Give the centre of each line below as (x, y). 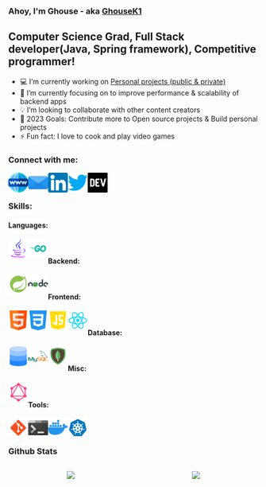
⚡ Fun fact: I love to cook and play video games (97, 136)
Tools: (39, 404)
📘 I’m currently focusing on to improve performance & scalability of (129, 92)
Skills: (21, 206)
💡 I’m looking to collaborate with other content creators (110, 110)
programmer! (42, 62)
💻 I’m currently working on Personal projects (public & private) (123, 81)
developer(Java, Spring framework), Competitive (132, 49)
